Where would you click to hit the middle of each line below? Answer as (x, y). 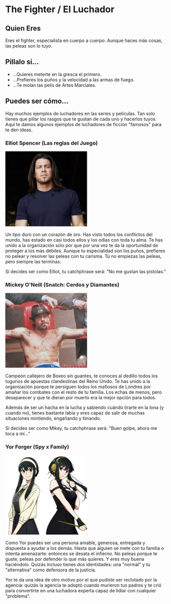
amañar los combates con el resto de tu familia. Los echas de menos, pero (84, 392)
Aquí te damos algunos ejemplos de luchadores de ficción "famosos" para (83, 124)
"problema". (18, 596)
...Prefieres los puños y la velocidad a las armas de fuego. (74, 80)
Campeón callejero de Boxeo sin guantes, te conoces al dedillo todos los (82, 376)
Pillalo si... (22, 62)
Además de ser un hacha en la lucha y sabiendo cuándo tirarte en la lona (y (85, 407)
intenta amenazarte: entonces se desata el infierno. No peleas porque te (81, 553)
